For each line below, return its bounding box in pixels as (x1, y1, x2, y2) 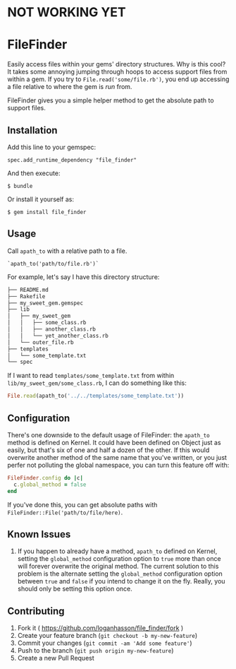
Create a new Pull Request (17, 654, 95, 663)
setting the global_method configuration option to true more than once (17, 555, 221, 563)
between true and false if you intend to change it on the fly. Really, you (17, 577, 225, 586)
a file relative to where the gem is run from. (7, 83, 132, 91)
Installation (7, 124, 58, 136)
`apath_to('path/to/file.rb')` (7, 260, 99, 267)
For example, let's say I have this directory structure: (7, 273, 160, 281)
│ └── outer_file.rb (7, 338, 74, 346)
